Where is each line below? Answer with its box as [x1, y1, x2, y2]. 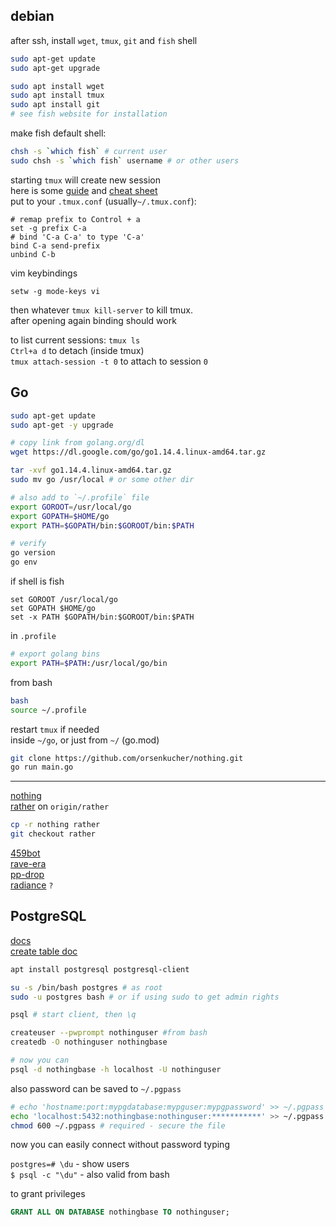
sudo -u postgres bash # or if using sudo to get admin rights [10, 992, 280, 1002]
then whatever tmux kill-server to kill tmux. [10, 304, 193, 316]
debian [10, 8, 55, 25]
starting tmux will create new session [10, 174, 162, 186]
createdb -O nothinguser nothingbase [10, 1037, 168, 1048]
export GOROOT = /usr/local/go [10, 502, 132, 512]
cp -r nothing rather [10, 820, 101, 830]
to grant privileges [10, 1188, 86, 1200]
